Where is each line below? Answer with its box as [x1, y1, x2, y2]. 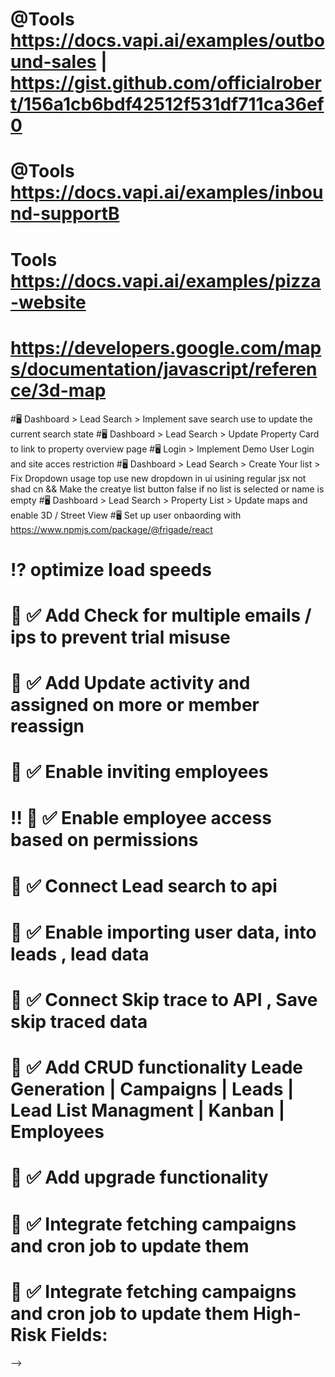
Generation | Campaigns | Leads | [10, 1078, 295, 1101]
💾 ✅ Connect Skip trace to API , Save [10, 989, 318, 1011]
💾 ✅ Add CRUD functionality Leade [10, 1056, 304, 1079]
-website [10, 291, 87, 313]
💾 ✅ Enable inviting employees [10, 761, 269, 783]
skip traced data [10, 1011, 148, 1033]
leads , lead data [10, 943, 150, 965]
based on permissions [10, 829, 199, 852]
